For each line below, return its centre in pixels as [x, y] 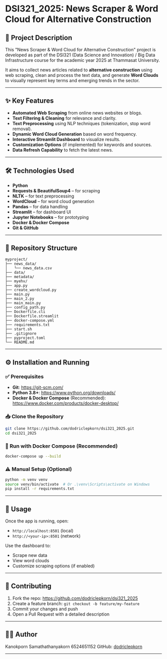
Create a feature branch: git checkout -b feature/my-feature [76, 603]
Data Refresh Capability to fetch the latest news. [63, 150]
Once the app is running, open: [37, 521]
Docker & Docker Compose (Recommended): [59, 398]
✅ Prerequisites [24, 376]
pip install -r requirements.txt [40, 489]
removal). [22, 129]
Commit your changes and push [45, 609]
